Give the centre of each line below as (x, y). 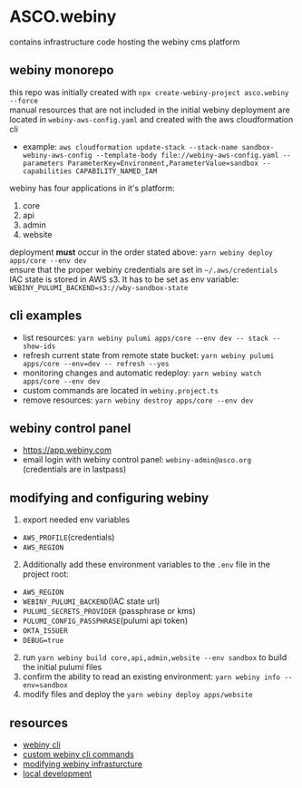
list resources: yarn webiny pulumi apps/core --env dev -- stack (146, 337)
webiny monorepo (62, 70)
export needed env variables (76, 520)
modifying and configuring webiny (109, 497)
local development (57, 773)
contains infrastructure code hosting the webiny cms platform (125, 42)
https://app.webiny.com (67, 450)
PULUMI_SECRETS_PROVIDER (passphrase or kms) (109, 611)
